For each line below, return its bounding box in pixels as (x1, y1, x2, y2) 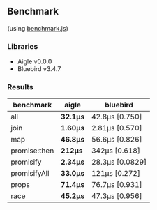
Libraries (7, 41, 38, 51)
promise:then (10, 146, 54, 156)
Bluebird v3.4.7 (17, 65, 61, 73)
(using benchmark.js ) (7, 24, 68, 32)
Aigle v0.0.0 (17, 57, 52, 66)
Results (7, 82, 33, 92)
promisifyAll (10, 169, 50, 179)
